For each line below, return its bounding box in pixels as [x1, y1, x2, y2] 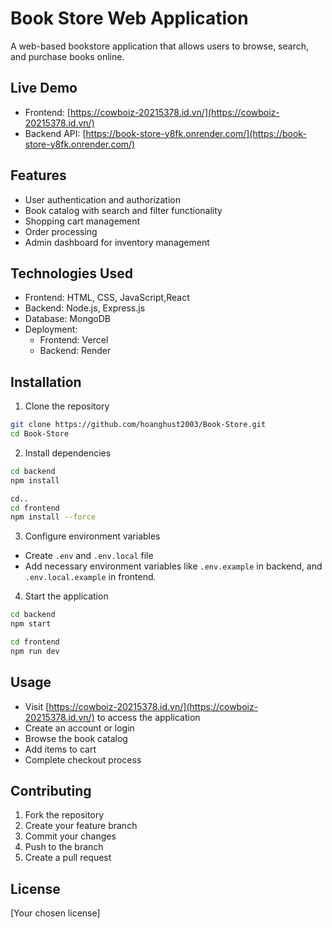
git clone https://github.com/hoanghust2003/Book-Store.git [10, 420, 267, 430]
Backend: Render [39, 345, 112, 357]
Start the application [24, 590, 109, 602]
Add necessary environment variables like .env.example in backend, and [24, 560, 323, 572]
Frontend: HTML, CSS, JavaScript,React [24, 292, 190, 304]
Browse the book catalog [24, 732, 128, 744]
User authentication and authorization [24, 193, 182, 206]
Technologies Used [10, 265, 133, 282]
